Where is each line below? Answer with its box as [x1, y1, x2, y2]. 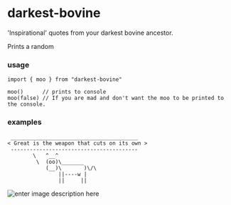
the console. [7, 101, 46, 108]
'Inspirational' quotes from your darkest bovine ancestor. [7, 28, 173, 37]
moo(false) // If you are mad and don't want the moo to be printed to [7, 94, 224, 102]
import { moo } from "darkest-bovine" [7, 76, 122, 83]
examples [7, 117, 42, 127]
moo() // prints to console [7, 89, 107, 96]
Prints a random [7, 42, 55, 50]
